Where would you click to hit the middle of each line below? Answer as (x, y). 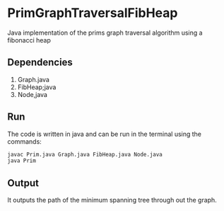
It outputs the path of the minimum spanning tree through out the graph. (112, 200)
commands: (25, 141)
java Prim (22, 161)
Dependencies (40, 63)
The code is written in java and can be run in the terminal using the (105, 134)
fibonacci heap (29, 40)
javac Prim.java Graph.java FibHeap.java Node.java (85, 154)
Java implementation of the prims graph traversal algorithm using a (105, 33)
